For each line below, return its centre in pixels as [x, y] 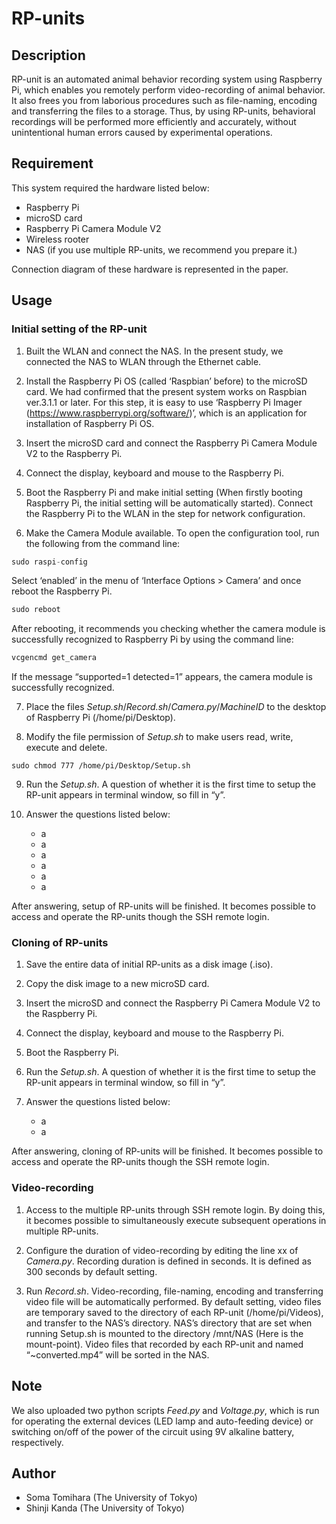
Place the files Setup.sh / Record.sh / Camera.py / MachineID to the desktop [176, 707]
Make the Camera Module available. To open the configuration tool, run [172, 533]
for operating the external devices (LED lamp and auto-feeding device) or [162, 1421]
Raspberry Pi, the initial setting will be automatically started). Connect [169, 503]
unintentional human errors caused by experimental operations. [142, 132]
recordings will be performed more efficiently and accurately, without [154, 121]
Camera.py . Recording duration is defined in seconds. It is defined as [168, 1261]
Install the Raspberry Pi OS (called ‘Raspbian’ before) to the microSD [166, 381]
